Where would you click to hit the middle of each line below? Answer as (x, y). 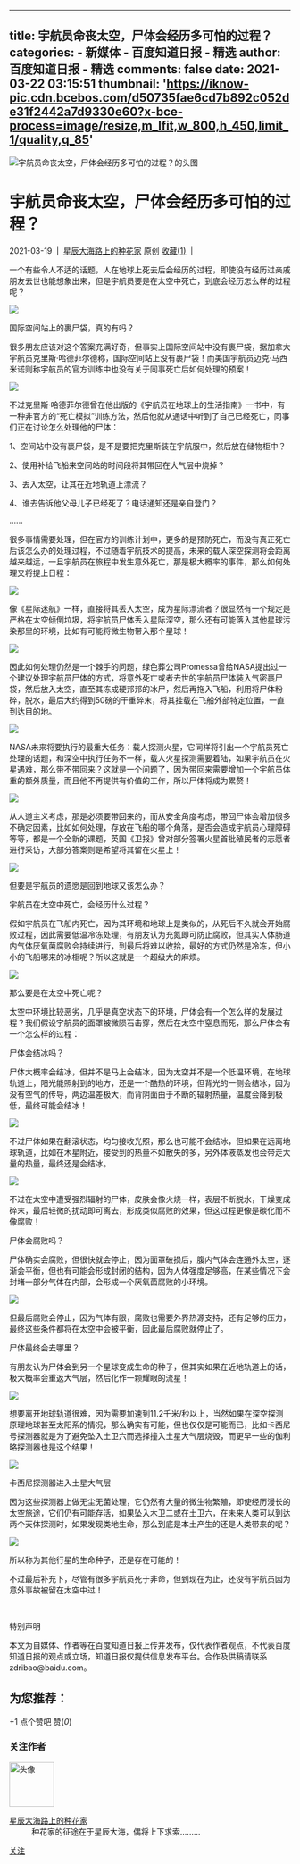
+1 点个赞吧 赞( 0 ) (41, 1721)
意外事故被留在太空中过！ (56, 1590)
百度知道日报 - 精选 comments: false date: (127, 69)
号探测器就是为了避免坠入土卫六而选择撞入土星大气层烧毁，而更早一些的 (142, 1435)
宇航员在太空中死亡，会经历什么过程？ (79, 904)
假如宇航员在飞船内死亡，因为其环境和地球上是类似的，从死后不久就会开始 (146, 923)
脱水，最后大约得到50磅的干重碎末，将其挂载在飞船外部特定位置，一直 (155, 700)
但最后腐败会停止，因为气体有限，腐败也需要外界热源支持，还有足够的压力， (150, 1317)
